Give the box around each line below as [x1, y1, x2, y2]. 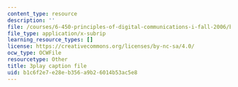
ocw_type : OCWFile [7, 50, 62, 57]
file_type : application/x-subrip [7, 29, 106, 37]
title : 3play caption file [7, 62, 87, 69]
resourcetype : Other [7, 56, 69, 63]
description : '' [7, 17, 55, 24]
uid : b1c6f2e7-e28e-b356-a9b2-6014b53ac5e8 [7, 69, 138, 76]
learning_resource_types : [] [7, 36, 93, 43]
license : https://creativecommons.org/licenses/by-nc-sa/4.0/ [7, 43, 195, 50]
